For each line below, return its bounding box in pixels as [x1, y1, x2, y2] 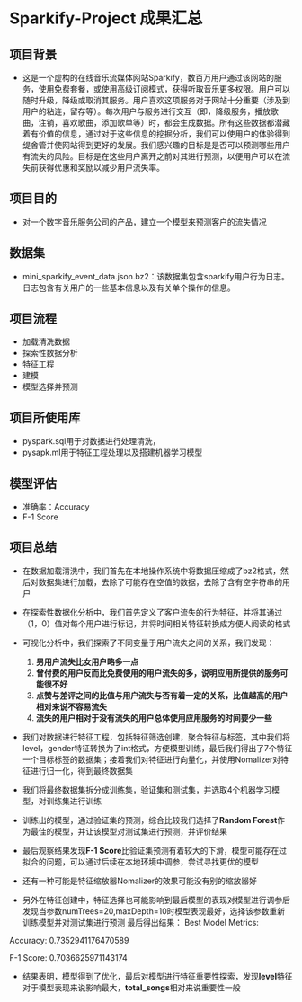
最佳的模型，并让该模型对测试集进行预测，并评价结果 [30, 826, 227, 837]
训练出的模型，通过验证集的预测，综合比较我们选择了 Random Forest [22, 814, 278, 825]
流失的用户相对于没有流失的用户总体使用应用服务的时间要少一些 [35, 712, 272, 723]
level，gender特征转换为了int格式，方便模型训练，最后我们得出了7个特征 [22, 742, 293, 753]
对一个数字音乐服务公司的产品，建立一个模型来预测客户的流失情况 [22, 217, 267, 227]
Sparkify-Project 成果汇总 [9, 8, 203, 29]
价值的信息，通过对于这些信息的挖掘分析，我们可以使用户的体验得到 [38, 129, 290, 139]
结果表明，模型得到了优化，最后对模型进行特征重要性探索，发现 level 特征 [22, 971, 293, 981]
